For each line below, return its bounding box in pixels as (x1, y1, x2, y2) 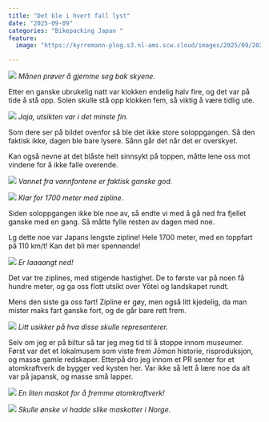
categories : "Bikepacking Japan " (8, 26, 124, 34)
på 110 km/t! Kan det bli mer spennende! (8, 241, 141, 251)
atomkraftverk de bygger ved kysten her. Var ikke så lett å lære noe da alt (8, 364, 251, 373)
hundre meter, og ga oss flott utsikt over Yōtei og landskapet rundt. (8, 282, 230, 291)
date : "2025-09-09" (8, 19, 74, 27)
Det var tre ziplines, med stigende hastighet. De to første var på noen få (8, 273, 245, 283)
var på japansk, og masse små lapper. (8, 372, 134, 381)
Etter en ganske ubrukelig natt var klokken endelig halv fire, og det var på (8, 87, 251, 97)
